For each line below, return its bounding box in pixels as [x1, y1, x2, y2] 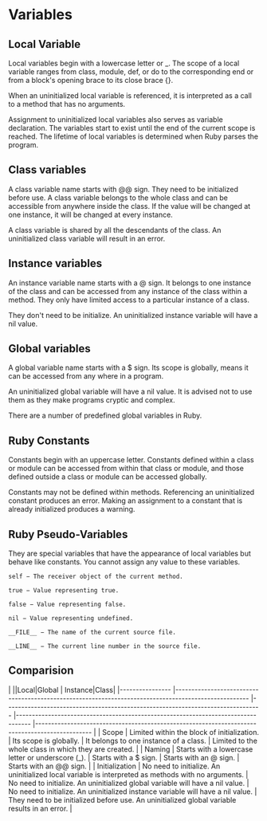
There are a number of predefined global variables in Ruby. [8, 410, 202, 420]
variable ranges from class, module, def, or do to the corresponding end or [8, 67, 254, 77]
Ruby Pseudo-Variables [8, 528, 128, 541]
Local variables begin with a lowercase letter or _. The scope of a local [8, 58, 240, 68]
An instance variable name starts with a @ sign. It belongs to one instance [8, 277, 252, 288]
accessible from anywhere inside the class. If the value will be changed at [8, 201, 251, 210]
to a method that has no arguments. [8, 100, 126, 108]
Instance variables [8, 257, 102, 270]
